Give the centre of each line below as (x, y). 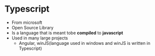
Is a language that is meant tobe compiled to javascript (67, 33)
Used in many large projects (40, 38)
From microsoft (27, 22)
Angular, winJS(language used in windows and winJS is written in (85, 43)
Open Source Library (33, 27)
